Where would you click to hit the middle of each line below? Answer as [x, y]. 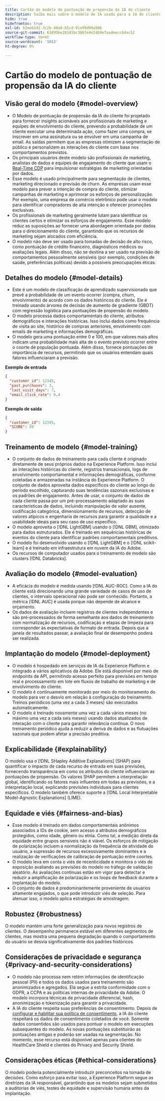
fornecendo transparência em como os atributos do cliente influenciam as [80, 771]
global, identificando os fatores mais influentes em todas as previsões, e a [80, 782]
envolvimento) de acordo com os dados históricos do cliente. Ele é [80, 300]
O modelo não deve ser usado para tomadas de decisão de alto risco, [82, 241]
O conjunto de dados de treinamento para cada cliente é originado [79, 459]
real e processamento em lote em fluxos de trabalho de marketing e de [84, 681]
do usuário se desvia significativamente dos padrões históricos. [69, 942]
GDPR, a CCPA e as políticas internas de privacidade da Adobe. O [79, 992]
